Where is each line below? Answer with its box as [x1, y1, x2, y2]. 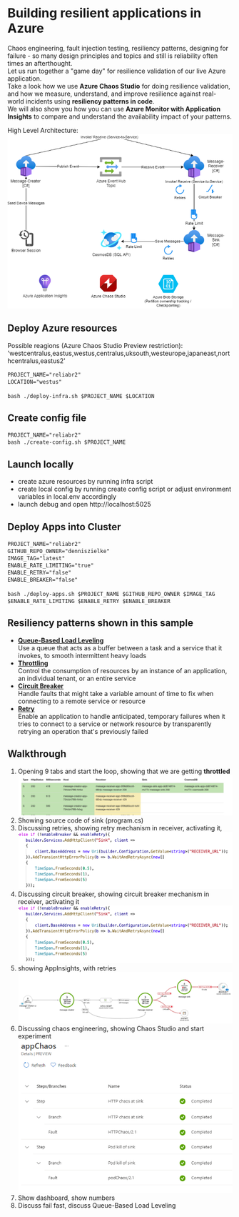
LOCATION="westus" [7, 378, 62, 385]
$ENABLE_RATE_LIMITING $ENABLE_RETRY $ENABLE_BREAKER [7, 598, 171, 605]
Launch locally [7, 458, 74, 470]
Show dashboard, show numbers [17, 1193, 116, 1202]
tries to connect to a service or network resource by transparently [17, 720, 212, 728]
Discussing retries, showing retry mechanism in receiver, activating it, [17, 823, 223, 832]
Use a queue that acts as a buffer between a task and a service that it [17, 643, 223, 652]
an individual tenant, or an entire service [17, 674, 137, 682]
